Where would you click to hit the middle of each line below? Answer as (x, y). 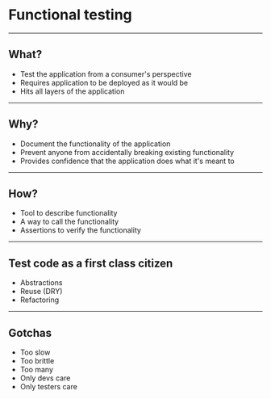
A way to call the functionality (69, 222)
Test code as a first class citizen (91, 263)
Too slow (35, 352)
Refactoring (40, 300)
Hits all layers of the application (72, 91)
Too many (37, 370)
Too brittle (37, 361)
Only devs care (45, 378)
